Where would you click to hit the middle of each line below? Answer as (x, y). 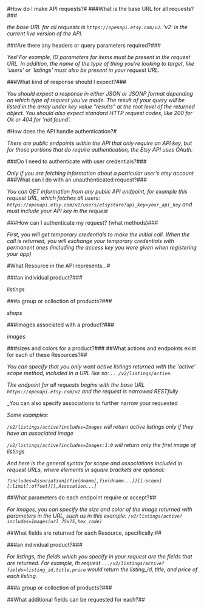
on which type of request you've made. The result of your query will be (96, 100)
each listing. (22, 576)
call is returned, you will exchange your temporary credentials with (91, 241)
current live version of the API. (45, 33)
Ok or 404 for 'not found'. (39, 119)
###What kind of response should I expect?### (67, 82)
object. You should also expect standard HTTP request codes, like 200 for (100, 113)
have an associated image (40, 433)
